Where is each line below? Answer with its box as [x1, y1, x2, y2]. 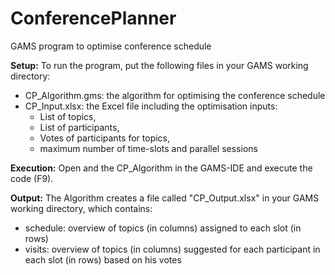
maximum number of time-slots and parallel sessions [39, 142, 258, 154]
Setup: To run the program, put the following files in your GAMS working [10, 59, 309, 71]
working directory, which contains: [10, 202, 153, 214]
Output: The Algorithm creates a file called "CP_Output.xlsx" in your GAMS [10, 192, 320, 204]
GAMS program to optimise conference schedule [10, 40, 212, 52]
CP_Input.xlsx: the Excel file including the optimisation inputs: [24, 100, 278, 112]
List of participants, [39, 121, 120, 133]
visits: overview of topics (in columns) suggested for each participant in [24, 243, 321, 255]
